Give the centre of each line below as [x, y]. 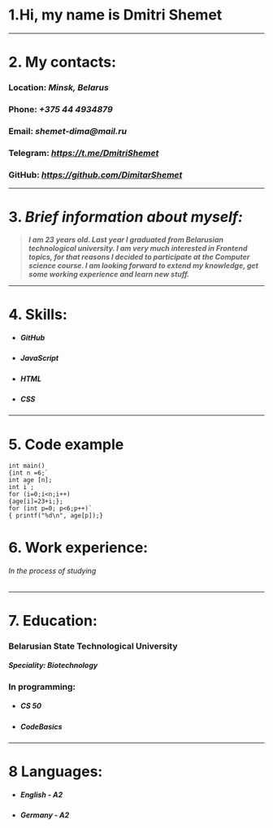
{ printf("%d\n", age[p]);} [56, 516]
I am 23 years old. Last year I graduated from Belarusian [126, 240]
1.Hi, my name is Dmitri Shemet [115, 15]
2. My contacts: [62, 62]
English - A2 [41, 795]
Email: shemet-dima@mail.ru [68, 131]
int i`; [22, 488]
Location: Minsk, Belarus [59, 88]
